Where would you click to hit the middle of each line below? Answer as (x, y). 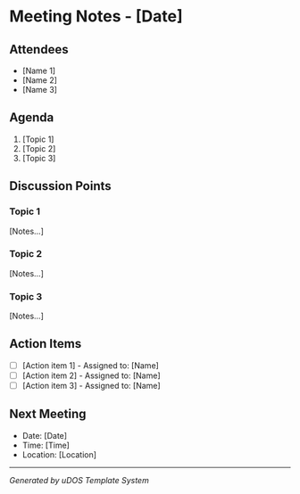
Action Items (46, 344)
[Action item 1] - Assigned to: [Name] (90, 365)
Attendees (39, 49)
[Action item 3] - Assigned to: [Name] (91, 386)
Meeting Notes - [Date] (96, 16)
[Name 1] (39, 70)
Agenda (32, 118)
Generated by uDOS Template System (79, 480)
